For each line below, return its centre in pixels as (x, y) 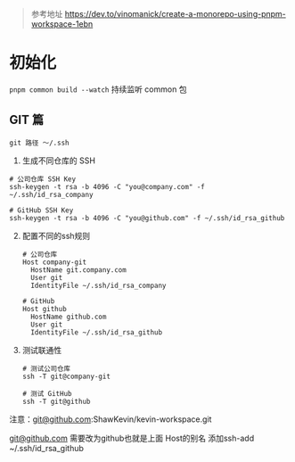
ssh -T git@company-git (66, 376)
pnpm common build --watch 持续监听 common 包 (98, 89)
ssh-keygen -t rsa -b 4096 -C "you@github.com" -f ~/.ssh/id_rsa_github (147, 218)
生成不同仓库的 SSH (59, 161)
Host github (44, 309)
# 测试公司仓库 (46, 368)
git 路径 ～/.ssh (39, 143)
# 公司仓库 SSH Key (43, 179)
